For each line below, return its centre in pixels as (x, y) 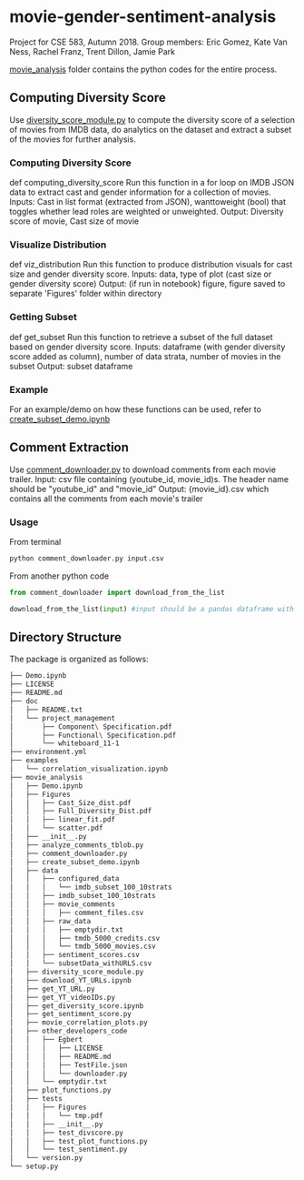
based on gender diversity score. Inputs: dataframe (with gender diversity (147, 347)
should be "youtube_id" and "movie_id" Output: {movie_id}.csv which (139, 489)
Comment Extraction (69, 448)
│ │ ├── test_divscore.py (67, 1133)
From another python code (59, 576)
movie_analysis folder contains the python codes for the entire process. (143, 69)
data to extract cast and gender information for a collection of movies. (140, 192)
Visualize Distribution (58, 245)
